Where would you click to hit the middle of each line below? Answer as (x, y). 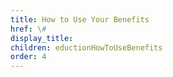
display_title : (42, 38)
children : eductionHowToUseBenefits (86, 47)
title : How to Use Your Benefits (80, 19)
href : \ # (28, 29)
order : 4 (28, 57)
